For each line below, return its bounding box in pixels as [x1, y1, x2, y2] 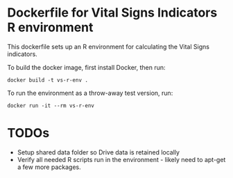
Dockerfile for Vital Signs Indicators [7, 5, 218, 21]
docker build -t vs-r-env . [7, 76, 89, 84]
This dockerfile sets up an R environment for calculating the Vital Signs [7, 42, 210, 51]
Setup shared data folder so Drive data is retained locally [17, 148, 180, 157]
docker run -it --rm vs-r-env [7, 102, 95, 109]
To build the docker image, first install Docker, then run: [7, 63, 166, 71]
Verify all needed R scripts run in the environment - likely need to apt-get [17, 155, 226, 163]
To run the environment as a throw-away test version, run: [7, 89, 173, 97]
